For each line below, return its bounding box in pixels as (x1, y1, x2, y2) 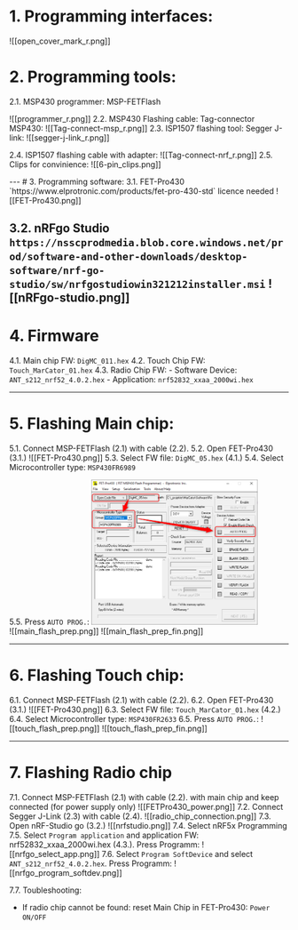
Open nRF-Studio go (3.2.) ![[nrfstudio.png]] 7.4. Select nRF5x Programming (9, 821, 288, 831)
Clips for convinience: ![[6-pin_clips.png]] (9, 158, 161, 170)
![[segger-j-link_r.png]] (26, 132, 110, 143)
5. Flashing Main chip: (9, 413, 175, 434)
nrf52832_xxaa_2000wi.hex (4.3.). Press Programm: (9, 839, 200, 850)
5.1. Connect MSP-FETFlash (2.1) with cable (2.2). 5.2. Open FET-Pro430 (9, 443, 273, 454)
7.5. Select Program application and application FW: (9, 830, 200, 841)
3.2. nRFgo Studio (9, 220, 110, 237)
